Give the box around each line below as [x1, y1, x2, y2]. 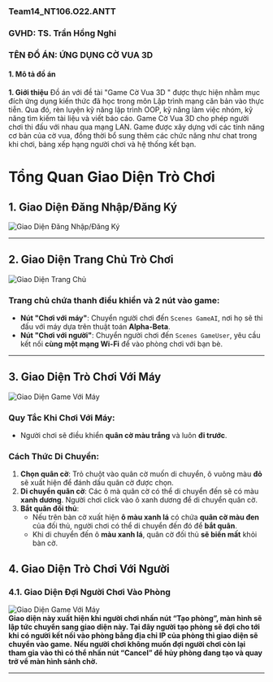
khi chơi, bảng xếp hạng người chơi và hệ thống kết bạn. [8, 139, 197, 149]
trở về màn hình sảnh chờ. [8, 657, 98, 667]
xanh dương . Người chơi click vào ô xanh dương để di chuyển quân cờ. [19, 495, 258, 505]
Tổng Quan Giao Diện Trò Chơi [8, 168, 215, 186]
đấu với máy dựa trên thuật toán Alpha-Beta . [19, 322, 171, 332]
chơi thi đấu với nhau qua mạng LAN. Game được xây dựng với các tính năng [8, 122, 265, 132]
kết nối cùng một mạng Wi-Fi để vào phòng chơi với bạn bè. [19, 339, 223, 349]
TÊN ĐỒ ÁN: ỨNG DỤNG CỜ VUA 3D [8, 49, 154, 60]
